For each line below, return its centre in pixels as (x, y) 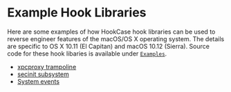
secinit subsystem (43, 74)
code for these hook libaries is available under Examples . (87, 54)
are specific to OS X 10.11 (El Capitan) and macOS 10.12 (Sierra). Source (108, 46)
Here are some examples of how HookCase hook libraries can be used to (111, 32)
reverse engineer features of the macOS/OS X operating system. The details (116, 38)
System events (38, 81)
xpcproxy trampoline (47, 67)
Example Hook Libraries (77, 13)
